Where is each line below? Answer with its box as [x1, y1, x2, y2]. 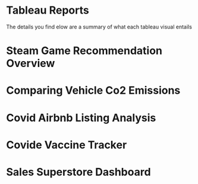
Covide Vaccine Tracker [6, 138, 127, 151]
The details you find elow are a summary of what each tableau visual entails [6, 23, 192, 30]
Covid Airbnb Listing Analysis [6, 111, 156, 125]
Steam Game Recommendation [6, 44, 162, 58]
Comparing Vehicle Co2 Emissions [6, 84, 181, 97]
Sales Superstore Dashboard [6, 165, 151, 179]
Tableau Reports [6, 4, 89, 17]
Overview [6, 57, 55, 70]
